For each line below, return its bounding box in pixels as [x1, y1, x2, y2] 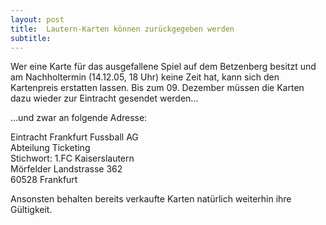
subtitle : [10, 33, 52, 43]
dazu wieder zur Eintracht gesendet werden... [10, 92, 199, 105]
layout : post [10, 14, 65, 25]
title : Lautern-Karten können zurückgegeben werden [10, 24, 235, 34]
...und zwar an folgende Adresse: [10, 112, 148, 124]
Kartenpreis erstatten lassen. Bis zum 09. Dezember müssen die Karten [10, 82, 305, 94]
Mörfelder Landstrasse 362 [10, 163, 123, 175]
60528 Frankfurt [10, 174, 78, 186]
